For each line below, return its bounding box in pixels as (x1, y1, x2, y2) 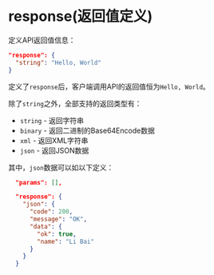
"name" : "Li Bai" (37, 237, 94, 245)
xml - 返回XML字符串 (19, 135, 89, 145)
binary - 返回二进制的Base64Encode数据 (19, 126, 156, 135)
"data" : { (29, 222, 62, 230)
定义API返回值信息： (8, 35, 76, 45)
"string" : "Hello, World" (15, 58, 102, 66)
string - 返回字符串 (19, 115, 85, 125)
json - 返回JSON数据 (19, 145, 89, 155)
